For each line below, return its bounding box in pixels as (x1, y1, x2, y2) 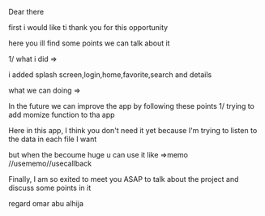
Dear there (8, 7, 45, 16)
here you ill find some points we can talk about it (8, 38, 170, 48)
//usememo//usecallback (8, 158, 92, 168)
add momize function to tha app (8, 110, 115, 119)
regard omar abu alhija (8, 199, 83, 208)
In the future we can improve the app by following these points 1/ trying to (8, 102, 255, 110)
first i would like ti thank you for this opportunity (8, 23, 169, 32)
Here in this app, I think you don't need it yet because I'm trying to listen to (8, 126, 258, 135)
